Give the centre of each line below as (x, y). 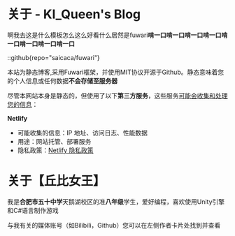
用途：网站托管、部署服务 (54, 141)
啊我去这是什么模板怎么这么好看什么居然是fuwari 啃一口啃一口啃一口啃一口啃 (117, 35)
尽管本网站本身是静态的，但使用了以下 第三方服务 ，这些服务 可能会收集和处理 (117, 96)
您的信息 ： (23, 104)
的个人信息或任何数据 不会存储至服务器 (62, 80)
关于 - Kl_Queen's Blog (74, 14)
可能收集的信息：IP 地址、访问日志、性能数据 (83, 133)
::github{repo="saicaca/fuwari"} (54, 57)
